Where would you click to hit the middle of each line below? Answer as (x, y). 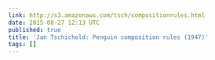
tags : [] (22, 44)
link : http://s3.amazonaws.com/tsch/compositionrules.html (107, 15)
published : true (35, 30)
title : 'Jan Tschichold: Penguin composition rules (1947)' (109, 37)
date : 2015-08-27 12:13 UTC (54, 23)
